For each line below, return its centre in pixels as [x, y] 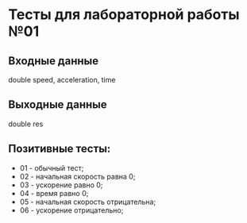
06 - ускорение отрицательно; [71, 210]
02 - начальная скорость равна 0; [77, 176]
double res [26, 124]
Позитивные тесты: [60, 149]
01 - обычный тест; [52, 167]
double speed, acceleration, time [62, 80]
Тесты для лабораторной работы [124, 15]
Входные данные [54, 61]
